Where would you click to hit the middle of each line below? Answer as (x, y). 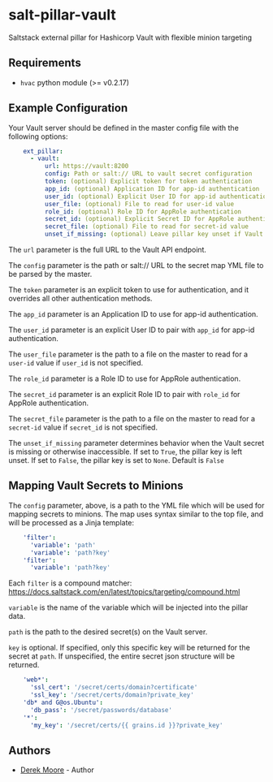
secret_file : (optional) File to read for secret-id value (147, 227)
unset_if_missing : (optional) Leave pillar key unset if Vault (154, 234)
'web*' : (36, 680)
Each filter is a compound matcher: (70, 583)
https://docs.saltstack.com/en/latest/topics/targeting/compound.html (124, 592)
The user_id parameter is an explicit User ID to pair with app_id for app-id (132, 330)
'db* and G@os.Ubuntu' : (63, 702)
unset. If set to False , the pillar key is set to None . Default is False (117, 460)
